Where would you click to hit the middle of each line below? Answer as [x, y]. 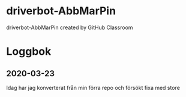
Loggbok [29, 51]
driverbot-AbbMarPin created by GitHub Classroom [70, 27]
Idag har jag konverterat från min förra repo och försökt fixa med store [93, 87]
